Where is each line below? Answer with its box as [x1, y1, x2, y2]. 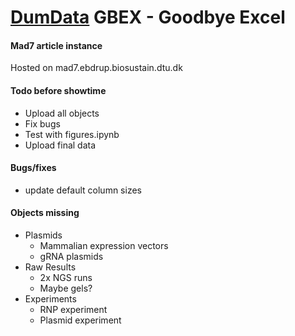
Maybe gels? [39, 282, 93, 294]
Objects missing [10, 207, 80, 219]
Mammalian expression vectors [39, 240, 169, 251]
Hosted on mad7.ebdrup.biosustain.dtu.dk [10, 62, 183, 74]
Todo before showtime [10, 84, 107, 96]
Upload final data [24, 139, 97, 151]
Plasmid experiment [39, 314, 122, 326]
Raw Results [24, 261, 77, 273]
